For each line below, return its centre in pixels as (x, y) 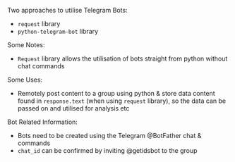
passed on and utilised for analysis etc (73, 108)
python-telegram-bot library (58, 31)
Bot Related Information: (42, 122)
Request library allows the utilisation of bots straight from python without (122, 58)
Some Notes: (26, 45)
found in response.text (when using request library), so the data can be (122, 101)
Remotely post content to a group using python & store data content (116, 93)
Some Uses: (25, 80)
